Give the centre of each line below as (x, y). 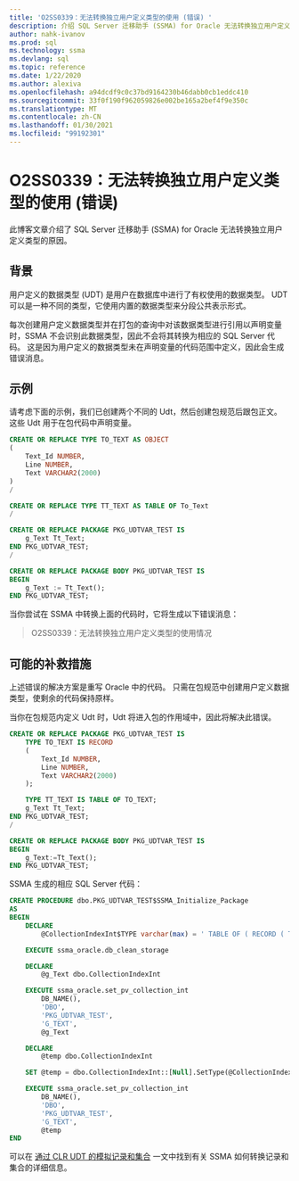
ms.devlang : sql (39, 59)
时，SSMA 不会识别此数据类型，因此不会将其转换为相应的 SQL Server (137, 335)
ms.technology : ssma (48, 51)
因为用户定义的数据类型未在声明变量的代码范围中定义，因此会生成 (163, 347)
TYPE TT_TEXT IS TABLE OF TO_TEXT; (91, 800)
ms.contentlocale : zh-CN (55, 117)
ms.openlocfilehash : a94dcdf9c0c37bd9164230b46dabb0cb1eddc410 (129, 92)
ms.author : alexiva (45, 84)
